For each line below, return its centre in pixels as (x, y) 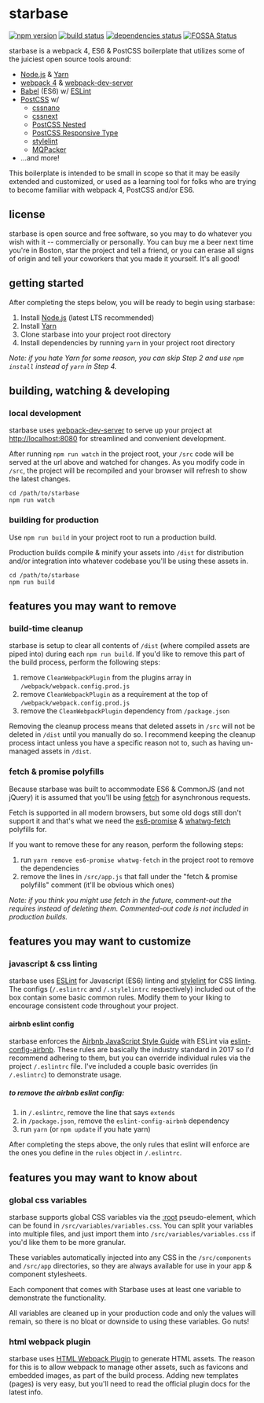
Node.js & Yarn (44, 74)
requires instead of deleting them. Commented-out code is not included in (129, 908)
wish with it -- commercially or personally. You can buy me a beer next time (131, 241)
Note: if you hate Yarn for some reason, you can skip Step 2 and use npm (126, 358)
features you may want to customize (100, 941)
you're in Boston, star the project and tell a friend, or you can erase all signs (132, 250)
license (27, 214)
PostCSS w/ (40, 99)
